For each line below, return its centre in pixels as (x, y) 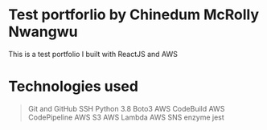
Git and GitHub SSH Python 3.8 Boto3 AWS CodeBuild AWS (126, 108)
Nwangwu (43, 32)
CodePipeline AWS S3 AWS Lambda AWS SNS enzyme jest (126, 117)
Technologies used (74, 87)
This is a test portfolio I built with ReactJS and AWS (93, 54)
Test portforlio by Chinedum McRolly (134, 15)
